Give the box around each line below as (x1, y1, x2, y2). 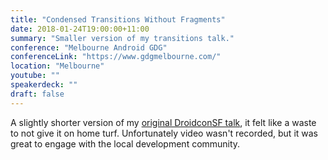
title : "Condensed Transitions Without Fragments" (10, 14, 226, 25)
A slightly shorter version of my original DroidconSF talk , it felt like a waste (10, 116, 317, 128)
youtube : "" (10, 71, 60, 81)
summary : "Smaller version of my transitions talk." (10, 33, 235, 43)
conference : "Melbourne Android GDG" (10, 42, 168, 53)
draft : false (10, 89, 65, 99)
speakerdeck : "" (10, 80, 78, 90)
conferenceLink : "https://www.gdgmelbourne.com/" (10, 52, 222, 62)
